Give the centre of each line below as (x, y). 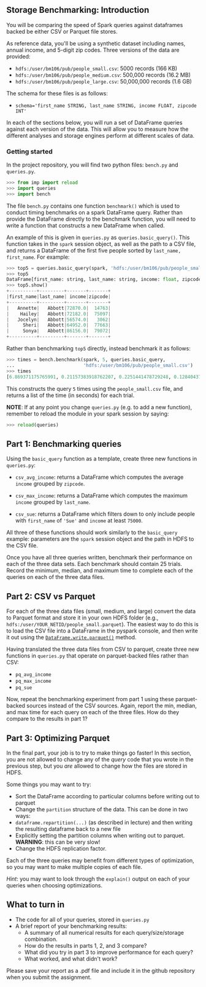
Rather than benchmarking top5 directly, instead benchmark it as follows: (99, 348)
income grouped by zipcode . (50, 484)
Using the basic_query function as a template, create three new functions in (102, 459)
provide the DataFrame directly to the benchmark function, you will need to (101, 219)
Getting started (30, 151)
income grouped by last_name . (53, 502)
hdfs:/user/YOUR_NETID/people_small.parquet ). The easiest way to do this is (103, 624)
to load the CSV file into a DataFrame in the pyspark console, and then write (102, 631)
